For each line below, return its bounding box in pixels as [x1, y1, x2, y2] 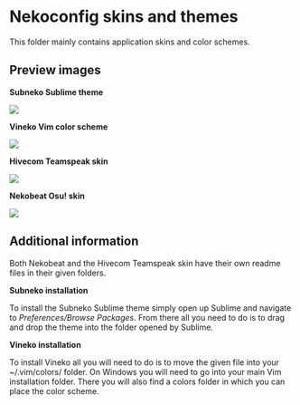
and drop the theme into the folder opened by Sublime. [9, 322, 214, 333]
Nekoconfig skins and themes [9, 6, 239, 27]
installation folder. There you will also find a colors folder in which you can [9, 376, 286, 387]
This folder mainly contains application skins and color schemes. [9, 36, 250, 47]
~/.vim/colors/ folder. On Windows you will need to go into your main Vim [9, 366, 282, 377]
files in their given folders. [9, 267, 107, 278]
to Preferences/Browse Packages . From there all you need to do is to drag [9, 312, 286, 323]
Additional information [9, 234, 139, 249]
